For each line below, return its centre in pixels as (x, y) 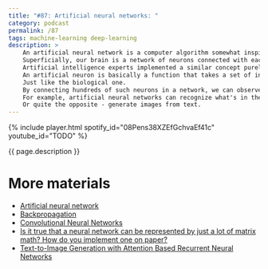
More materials (59, 184)
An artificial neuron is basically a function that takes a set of (137, 75)
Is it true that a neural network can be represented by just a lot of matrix (138, 231)
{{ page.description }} (44, 152)
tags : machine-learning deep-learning (73, 38)
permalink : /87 (33, 30)
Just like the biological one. (75, 82)
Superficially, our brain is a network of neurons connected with (135, 61)
